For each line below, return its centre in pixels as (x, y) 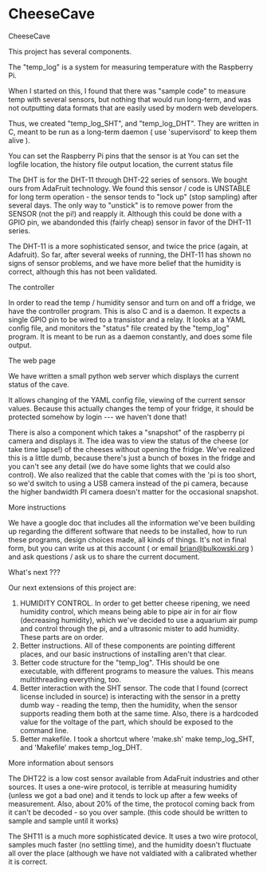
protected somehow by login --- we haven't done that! (98, 417)
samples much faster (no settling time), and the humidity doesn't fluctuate (130, 844)
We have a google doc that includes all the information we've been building (132, 522)
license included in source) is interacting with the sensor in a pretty (130, 696)
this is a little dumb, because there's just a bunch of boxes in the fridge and (132, 458)
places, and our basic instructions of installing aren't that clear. (123, 654)
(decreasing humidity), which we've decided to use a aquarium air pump (139, 620)
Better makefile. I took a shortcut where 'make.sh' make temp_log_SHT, (137, 739)
